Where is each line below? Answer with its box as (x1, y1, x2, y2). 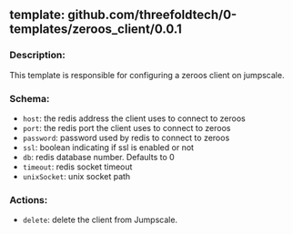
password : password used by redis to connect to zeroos (22, 132, 230, 143)
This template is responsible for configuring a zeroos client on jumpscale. (9, 69, 285, 80)
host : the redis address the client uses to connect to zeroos (22, 113, 246, 124)
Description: (9, 49, 66, 62)
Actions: (9, 193, 48, 206)
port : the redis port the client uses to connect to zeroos (22, 122, 231, 133)
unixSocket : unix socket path (22, 170, 131, 181)
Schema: (9, 92, 50, 105)
